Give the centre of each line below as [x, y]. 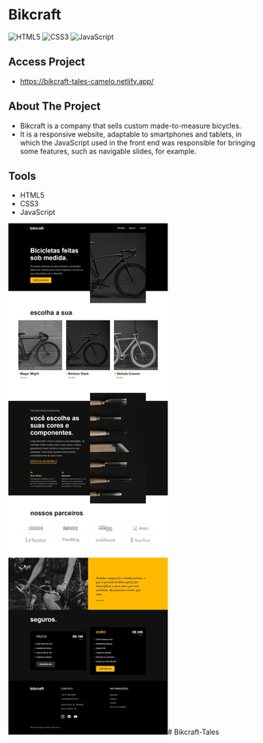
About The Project [55, 107]
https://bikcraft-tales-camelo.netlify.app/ [86, 81]
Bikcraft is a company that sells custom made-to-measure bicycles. [130, 125]
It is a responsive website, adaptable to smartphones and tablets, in [130, 134]
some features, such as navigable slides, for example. [108, 151]
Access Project [47, 62]
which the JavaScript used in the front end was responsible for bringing [137, 142]
